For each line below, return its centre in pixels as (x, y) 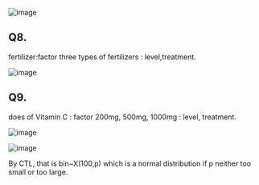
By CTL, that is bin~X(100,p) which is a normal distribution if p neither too (130, 163)
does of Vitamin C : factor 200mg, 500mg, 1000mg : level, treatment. (123, 117)
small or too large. (38, 171)
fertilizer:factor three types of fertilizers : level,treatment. (103, 57)
